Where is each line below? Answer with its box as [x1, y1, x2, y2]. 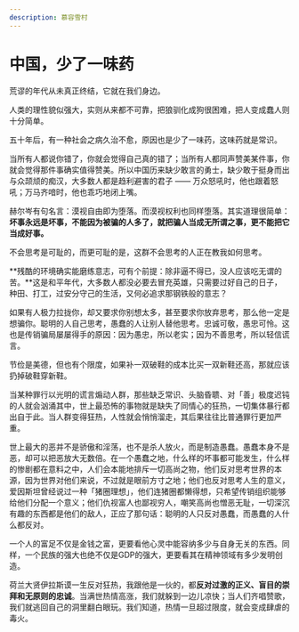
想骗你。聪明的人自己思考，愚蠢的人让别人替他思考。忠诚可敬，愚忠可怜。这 [9, 318, 290, 328]
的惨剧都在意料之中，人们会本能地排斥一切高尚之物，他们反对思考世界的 [9, 464, 274, 474]
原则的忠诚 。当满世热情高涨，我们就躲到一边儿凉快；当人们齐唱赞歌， [32, 590, 290, 601]
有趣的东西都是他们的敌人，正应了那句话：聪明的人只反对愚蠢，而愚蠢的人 [9, 508, 282, 519]
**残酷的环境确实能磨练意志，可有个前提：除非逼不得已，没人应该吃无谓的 [9, 265, 283, 276]
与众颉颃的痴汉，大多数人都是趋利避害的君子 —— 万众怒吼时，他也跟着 [9, 175, 271, 186]
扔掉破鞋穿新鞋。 [9, 370, 72, 381]
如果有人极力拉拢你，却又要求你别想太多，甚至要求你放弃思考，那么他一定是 [9, 306, 290, 317]
